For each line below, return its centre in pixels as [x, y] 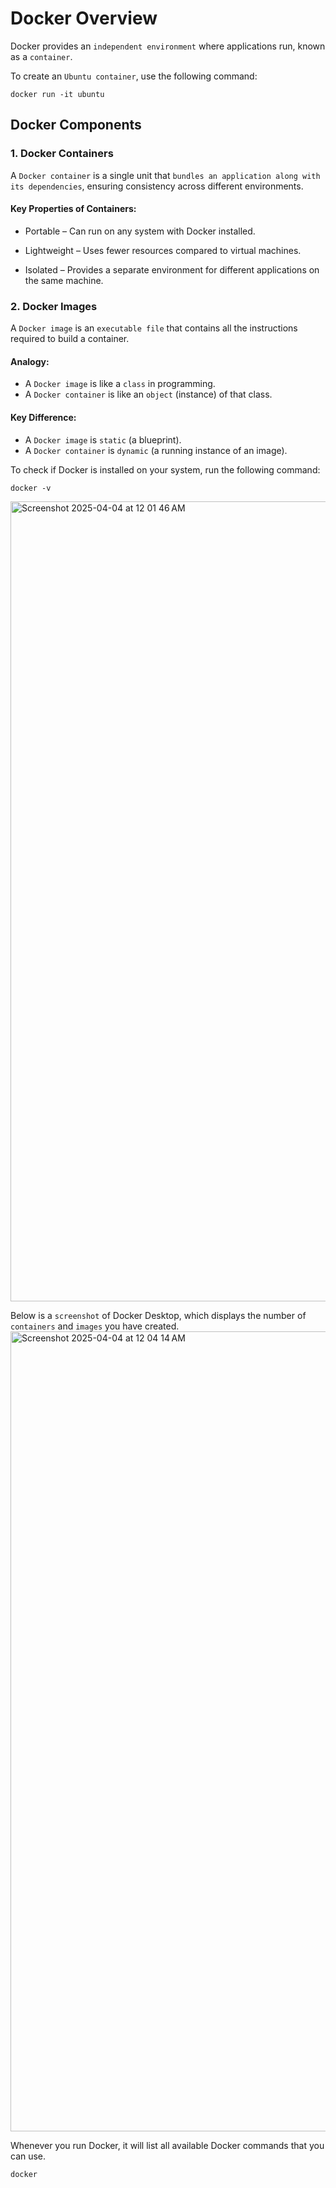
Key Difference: [43, 417]
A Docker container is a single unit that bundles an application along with [165, 175]
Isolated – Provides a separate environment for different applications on [172, 269]
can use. [28, 2156]
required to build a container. [70, 339]
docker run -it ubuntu [57, 94]
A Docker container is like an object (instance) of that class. [148, 394]
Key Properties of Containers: [73, 209]
